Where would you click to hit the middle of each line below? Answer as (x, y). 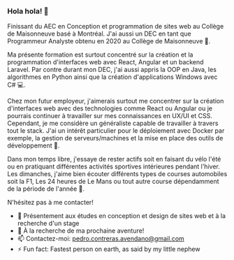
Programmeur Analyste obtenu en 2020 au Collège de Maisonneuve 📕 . (109, 41)
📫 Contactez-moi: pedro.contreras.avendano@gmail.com (101, 239)
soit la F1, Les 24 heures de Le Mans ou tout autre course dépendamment (113, 182)
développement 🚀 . (34, 145)
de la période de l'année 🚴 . (46, 189)
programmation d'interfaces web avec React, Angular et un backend (105, 62)
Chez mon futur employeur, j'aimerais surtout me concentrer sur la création (116, 101)
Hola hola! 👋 (28, 11)
